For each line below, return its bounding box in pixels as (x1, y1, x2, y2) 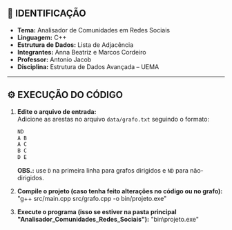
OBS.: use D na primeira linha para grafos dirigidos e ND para (17, 166, 188, 174)
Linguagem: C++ (17, 33, 67, 41)
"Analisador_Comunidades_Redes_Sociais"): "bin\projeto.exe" (17, 215, 199, 223)
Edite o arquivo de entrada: (17, 107, 97, 115)
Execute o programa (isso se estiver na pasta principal (17, 208, 177, 215)
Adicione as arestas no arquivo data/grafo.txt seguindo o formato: (17, 115, 209, 123)
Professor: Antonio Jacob (17, 55, 92, 64)
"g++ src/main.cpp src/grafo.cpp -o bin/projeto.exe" (17, 195, 167, 202)
